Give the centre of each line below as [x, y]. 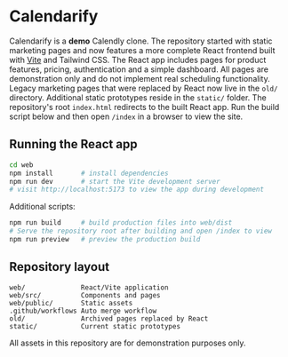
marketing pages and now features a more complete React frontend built [142, 50]
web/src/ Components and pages [85, 295]
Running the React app [73, 144]
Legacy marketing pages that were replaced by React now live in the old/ [144, 88]
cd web [21, 165]
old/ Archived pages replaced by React [109, 318]
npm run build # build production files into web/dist [121, 223]
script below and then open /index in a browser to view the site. [126, 116]
